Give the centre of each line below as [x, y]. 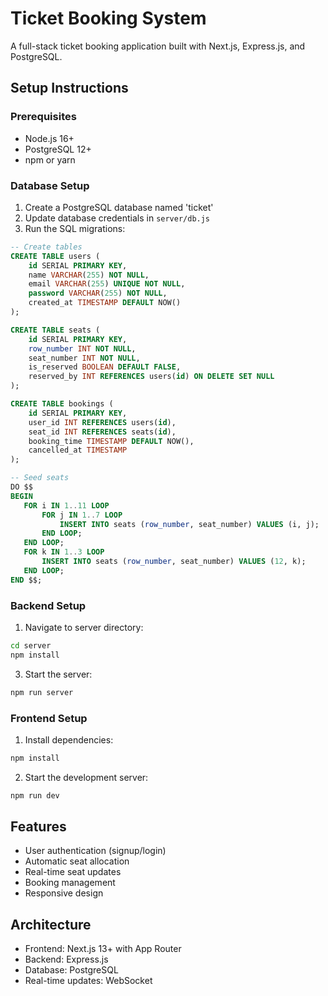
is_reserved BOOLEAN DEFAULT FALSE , [105, 367]
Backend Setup [48, 605]
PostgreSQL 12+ [58, 149]
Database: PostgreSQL [71, 970]
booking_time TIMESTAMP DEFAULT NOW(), [111, 441]
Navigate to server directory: [84, 627]
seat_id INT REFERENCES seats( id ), [102, 432]
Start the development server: [86, 777]
